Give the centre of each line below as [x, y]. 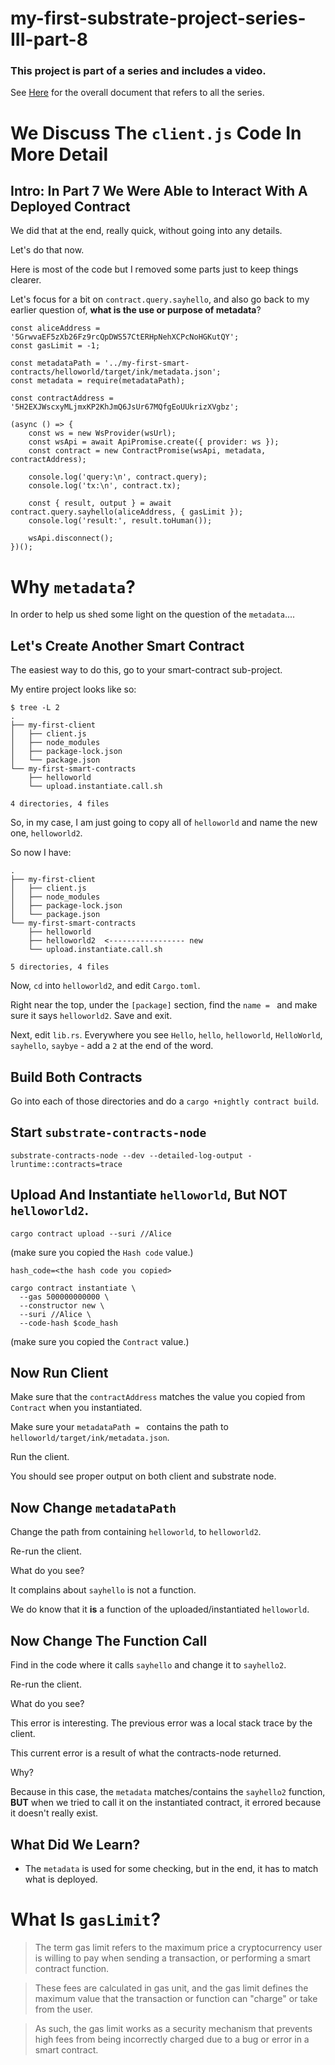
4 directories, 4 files [60, 804]
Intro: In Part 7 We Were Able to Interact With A [159, 191]
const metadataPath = [55, 363]
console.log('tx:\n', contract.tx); [105, 486]
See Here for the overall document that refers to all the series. [137, 93]
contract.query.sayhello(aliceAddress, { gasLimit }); [127, 512]
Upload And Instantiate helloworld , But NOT [149, 1195]
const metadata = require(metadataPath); [98, 381]
